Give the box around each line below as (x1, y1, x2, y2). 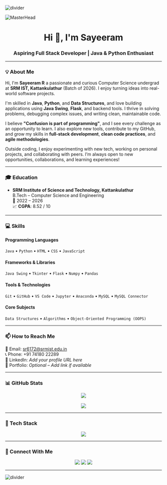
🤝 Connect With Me (5, 448, 53, 455)
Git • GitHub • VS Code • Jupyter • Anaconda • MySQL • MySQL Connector (5, 293, 148, 299)
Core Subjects (5, 304, 35, 311)
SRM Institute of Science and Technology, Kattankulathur (12, 187, 134, 193)
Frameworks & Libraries (5, 259, 56, 265)
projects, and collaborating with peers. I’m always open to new (5, 151, 133, 157)
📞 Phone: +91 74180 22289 (5, 351, 59, 357)
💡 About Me (5, 68, 34, 75)
